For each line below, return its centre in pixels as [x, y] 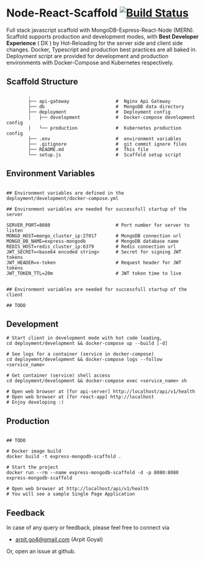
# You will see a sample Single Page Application [71, 494]
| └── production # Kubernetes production [105, 128]
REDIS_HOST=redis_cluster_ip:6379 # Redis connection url [91, 247]
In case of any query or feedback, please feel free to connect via [88, 527]
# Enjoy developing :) [35, 403]
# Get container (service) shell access [59, 376]
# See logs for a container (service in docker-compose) [80, 354]
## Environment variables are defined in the [65, 193]
